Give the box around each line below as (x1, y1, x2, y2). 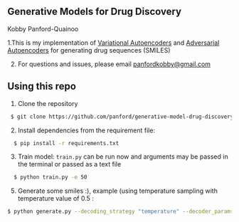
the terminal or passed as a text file (17, 160, 122, 169)
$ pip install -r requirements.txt (14, 139, 119, 147)
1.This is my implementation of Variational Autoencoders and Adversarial (7, 38, 220, 47)
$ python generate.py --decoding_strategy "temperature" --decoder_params (7, 208, 234, 216)
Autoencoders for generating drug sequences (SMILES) (7, 46, 171, 54)
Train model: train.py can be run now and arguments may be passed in (17, 152, 229, 161)
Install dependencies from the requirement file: (17, 126, 155, 134)
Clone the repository (17, 99, 78, 107)
